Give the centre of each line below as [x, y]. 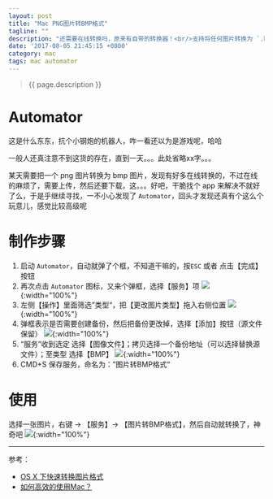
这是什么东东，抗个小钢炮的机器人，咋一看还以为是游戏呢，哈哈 [115, 141]
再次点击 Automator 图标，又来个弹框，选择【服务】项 [110, 286]
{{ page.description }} [65, 84]
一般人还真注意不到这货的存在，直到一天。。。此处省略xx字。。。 [112, 158]
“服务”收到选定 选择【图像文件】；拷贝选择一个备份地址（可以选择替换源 [140, 344]
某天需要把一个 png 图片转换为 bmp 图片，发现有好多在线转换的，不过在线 [133, 175]
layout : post [30, 16]
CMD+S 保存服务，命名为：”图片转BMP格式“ [95, 364]
